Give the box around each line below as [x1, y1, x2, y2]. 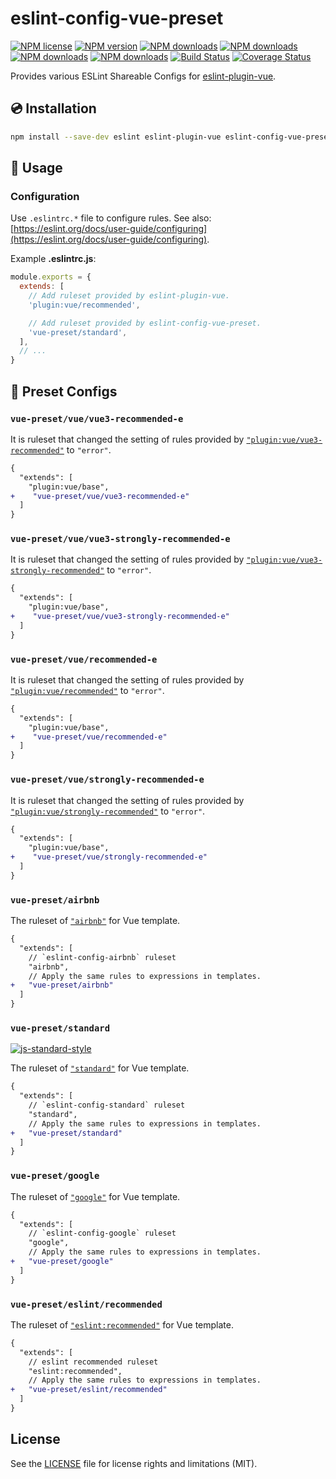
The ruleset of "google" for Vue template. [10, 1190, 181, 1202]
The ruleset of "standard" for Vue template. [10, 1062, 190, 1074]
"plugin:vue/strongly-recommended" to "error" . [10, 805, 206, 817]
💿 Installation [10, 100, 97, 117]
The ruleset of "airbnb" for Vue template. [10, 915, 181, 927]
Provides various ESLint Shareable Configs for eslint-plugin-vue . [10, 70, 277, 82]
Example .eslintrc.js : [10, 253, 97, 265]
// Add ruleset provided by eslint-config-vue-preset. [28, 318, 262, 328]
